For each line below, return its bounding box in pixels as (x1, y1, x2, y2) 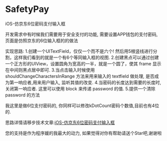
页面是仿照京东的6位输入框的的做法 (5, 37, 78, 43)
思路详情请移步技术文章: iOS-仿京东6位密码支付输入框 (5, 119, 115, 125)
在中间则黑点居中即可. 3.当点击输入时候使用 (5, 66, 95, 73)
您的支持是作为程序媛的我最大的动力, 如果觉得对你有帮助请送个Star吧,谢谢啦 (5, 130, 162, 136)
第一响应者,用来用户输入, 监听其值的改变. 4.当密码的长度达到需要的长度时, (9, 79, 161, 85)
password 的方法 (5, 91, 40, 98)
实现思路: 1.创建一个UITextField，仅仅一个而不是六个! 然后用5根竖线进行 (5, 48, 153, 54)
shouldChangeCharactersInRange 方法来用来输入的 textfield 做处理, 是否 (5, 73, 155, 79)
